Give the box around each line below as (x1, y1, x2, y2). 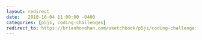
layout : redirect (6, 8, 50, 15)
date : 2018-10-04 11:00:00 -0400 (6, 14, 96, 20)
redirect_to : (6, 25, 39, 31)
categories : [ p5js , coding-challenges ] (6, 19, 106, 25)
